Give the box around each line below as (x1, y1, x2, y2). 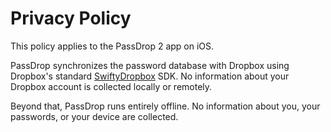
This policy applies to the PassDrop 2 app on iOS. (10, 40, 215, 52)
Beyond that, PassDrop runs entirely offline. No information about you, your (10, 100, 321, 112)
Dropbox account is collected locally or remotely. (10, 80, 213, 92)
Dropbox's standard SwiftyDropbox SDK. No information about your (10, 70, 290, 82)
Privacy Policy (10, 7, 132, 30)
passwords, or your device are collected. (10, 110, 179, 122)
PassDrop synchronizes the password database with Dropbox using (10, 59, 290, 71)
